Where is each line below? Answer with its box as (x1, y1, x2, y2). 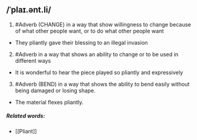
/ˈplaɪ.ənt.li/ (6, 5, 51, 15)
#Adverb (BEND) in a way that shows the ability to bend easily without (15, 80, 190, 87)
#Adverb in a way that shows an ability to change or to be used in (15, 51, 179, 58)
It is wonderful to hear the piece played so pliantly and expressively (15, 69, 183, 76)
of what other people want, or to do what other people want (15, 27, 164, 34)
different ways (15, 57, 51, 64)
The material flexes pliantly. (15, 98, 83, 106)
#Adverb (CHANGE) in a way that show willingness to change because (15, 21, 192, 28)
